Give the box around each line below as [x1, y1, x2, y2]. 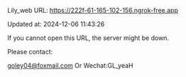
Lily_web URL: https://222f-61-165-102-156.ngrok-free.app [7, 6, 179, 14]
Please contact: [7, 48, 53, 56]
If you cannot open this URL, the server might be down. [7, 34, 169, 42]
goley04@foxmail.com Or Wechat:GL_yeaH [7, 61, 133, 70]
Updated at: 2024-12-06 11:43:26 [7, 20, 105, 28]
